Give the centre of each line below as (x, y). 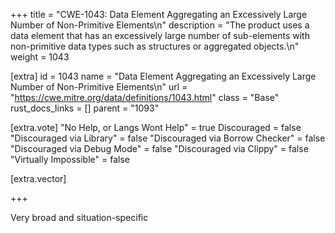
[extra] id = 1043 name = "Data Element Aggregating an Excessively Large (163, 76)
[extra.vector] (38, 178)
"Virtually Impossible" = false (70, 159)
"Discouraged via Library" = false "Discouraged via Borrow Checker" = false (168, 138)
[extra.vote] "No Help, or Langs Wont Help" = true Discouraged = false (156, 127)
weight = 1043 (40, 57)
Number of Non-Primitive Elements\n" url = (99, 87)
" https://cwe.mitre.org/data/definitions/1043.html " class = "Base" (145, 97)
